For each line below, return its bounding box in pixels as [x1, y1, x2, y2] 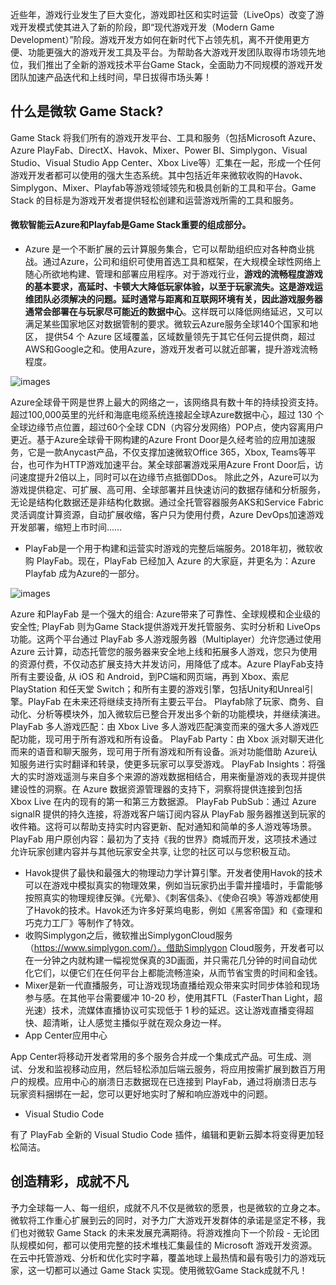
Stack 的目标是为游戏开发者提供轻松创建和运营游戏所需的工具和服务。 [10, 194, 300, 206]
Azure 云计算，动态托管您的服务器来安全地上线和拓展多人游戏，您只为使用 [10, 646, 318, 658]
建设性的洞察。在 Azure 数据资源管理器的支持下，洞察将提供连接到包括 [10, 783, 303, 795]
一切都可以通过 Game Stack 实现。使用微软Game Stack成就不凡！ [36, 1264, 308, 1276]
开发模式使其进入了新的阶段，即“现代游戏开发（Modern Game [18, 21, 275, 33]
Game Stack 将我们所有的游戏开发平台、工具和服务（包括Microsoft [10, 131, 287, 143]
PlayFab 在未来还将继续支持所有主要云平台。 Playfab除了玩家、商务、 [27, 696, 316, 708]
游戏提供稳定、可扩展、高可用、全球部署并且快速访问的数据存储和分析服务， [10, 484, 326, 496]
